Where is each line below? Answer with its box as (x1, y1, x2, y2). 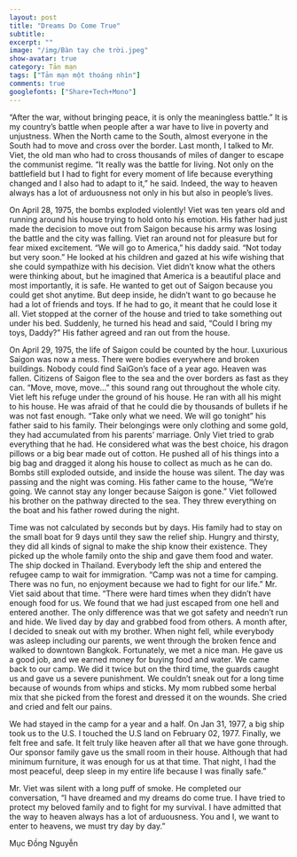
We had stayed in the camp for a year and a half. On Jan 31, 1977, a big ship (9, 718, 285, 729)
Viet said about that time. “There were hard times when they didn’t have (9, 588, 272, 599)
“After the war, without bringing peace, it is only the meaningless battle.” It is (9, 112, 288, 123)
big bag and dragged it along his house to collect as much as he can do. (9, 457, 273, 468)
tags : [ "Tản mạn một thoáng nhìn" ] (9, 71, 141, 80)
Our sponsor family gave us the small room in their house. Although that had (9, 747, 288, 758)
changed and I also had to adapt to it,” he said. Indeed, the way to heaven (9, 178, 277, 188)
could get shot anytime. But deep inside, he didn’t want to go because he (9, 290, 277, 300)
